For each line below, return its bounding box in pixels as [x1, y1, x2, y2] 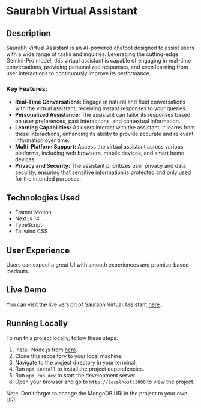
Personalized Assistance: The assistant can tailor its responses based [14, 111, 191, 119]
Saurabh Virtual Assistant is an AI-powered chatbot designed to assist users [6, 44, 195, 51]
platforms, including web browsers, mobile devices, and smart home [14, 149, 185, 157]
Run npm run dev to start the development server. [14, 371, 137, 379]
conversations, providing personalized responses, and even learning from [6, 63, 188, 70]
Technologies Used [6, 193, 80, 203]
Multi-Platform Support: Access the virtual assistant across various [14, 143, 184, 150]
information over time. [14, 137, 70, 144]
